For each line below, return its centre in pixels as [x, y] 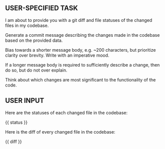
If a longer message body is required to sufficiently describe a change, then [82, 65]
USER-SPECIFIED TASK [42, 8]
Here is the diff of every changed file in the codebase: [60, 132]
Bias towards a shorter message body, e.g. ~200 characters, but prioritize [81, 50]
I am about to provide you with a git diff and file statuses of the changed [79, 20]
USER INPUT [25, 101]
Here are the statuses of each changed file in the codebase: [66, 112]
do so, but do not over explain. [36, 70]
